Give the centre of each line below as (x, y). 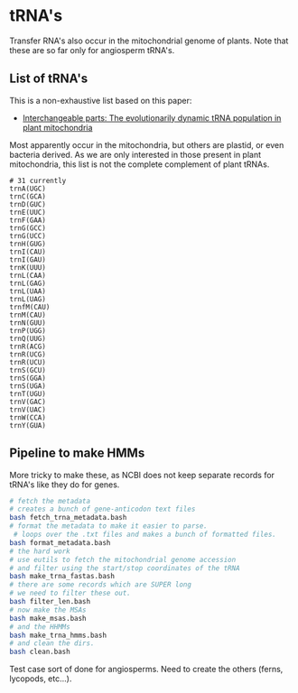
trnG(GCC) (28, 228)
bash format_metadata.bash (60, 542)
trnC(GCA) (28, 196)
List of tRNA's (49, 79)
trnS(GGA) (28, 378)
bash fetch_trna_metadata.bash (68, 518)
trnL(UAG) (28, 299)
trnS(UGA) (28, 386)
